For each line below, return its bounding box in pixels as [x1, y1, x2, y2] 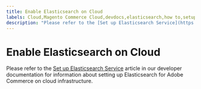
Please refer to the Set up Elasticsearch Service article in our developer [6, 65, 182, 72]
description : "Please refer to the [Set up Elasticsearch [6, 20, 154, 26]
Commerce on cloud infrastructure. [6, 78, 93, 85]
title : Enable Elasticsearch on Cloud [6, 8, 103, 15]
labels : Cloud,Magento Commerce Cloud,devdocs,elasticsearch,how [6, 14, 172, 20]
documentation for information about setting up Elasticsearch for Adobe [6, 71, 184, 78]
